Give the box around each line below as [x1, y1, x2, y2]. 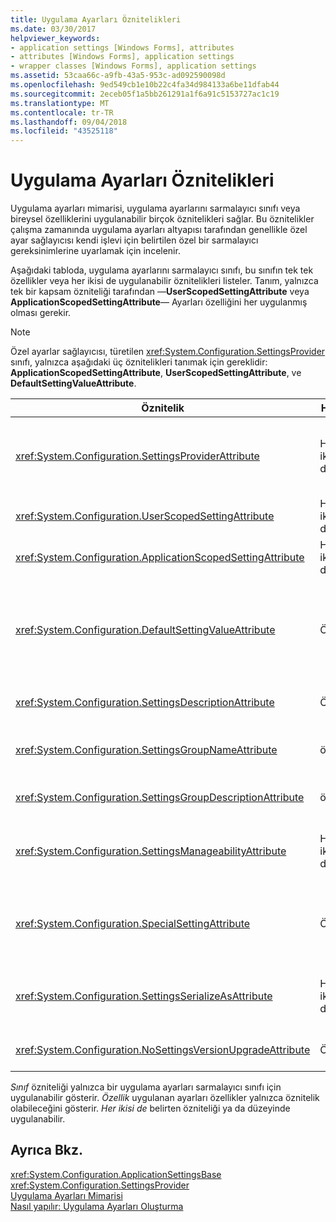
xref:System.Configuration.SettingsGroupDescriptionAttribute [15, 791, 305, 805]
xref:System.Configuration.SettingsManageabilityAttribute [15, 844, 287, 858]
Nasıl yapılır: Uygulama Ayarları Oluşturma [10, 1200, 184, 1212]
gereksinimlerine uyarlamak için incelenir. [10, 245, 181, 257]
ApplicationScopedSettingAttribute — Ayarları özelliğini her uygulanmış [10, 296, 308, 308]
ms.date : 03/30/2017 [10, 24, 97, 34]
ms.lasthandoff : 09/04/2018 [10, 117, 128, 127]
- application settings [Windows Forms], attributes [10, 42, 235, 53]
